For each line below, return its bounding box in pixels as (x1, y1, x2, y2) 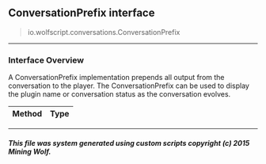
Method (12, 109, 43, 120)
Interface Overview (8, 55, 85, 66)
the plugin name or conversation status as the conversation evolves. (8, 90, 231, 99)
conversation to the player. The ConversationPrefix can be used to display (8, 81, 249, 90)
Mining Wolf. (8, 147, 51, 156)
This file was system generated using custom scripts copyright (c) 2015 (8, 138, 250, 147)
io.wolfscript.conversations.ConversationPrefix (27, 27, 180, 36)
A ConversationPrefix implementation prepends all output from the (8, 73, 225, 82)
